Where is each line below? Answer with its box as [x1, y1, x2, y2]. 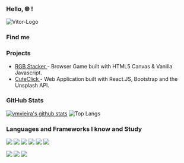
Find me [6, 33, 30, 42]
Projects [6, 49, 31, 58]
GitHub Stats [6, 96, 44, 105]
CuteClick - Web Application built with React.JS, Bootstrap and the [14, 75, 178, 82]
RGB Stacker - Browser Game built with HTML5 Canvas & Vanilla [14, 62, 173, 70]
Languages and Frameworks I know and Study [6, 124, 142, 133]
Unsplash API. [14, 81, 49, 89]
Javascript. [14, 69, 43, 76]
